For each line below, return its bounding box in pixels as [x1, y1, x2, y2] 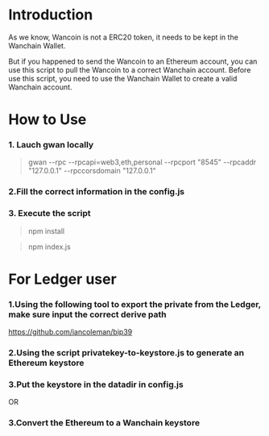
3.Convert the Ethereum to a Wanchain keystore [8, 417, 200, 429]
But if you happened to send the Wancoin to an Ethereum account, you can [8, 56, 258, 66]
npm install [27, 226, 65, 235]
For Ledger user [8, 270, 117, 288]
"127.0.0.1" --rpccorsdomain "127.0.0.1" [27, 166, 156, 176]
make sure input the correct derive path [8, 309, 167, 320]
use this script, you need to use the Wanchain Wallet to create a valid [8, 73, 238, 83]
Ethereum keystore [8, 357, 85, 368]
